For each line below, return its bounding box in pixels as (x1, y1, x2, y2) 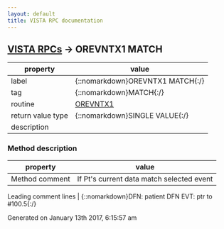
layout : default (7, 10, 55, 18)
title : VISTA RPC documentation (7, 17, 103, 24)
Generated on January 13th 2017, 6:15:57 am (7, 213, 137, 222)
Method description (7, 143, 78, 153)
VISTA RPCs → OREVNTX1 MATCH (7, 43, 163, 55)
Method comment (11, 174, 70, 184)
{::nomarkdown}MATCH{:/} (75, 88, 164, 98)
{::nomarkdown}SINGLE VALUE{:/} (75, 111, 189, 121)
